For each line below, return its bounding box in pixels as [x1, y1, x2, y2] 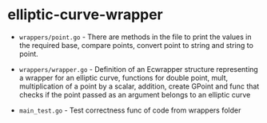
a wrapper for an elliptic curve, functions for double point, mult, [18, 73, 229, 82]
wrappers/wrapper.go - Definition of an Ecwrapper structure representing [18, 64, 259, 73]
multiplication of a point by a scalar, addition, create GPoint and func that [18, 81, 260, 91]
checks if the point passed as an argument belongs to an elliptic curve [18, 89, 251, 99]
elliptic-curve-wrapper [7, 6, 163, 24]
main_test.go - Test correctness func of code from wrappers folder [18, 105, 241, 115]
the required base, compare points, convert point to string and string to [18, 40, 253, 50]
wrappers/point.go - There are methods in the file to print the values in [18, 32, 253, 42]
